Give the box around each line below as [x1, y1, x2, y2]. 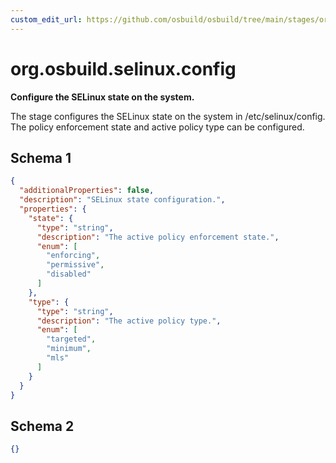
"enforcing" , [46, 251, 101, 261]
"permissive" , [46, 260, 105, 270]
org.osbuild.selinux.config [10, 57, 237, 80]
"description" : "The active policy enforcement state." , [36, 232, 280, 242]
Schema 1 [10, 149, 72, 166]
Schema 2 [10, 417, 75, 435]
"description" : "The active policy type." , [36, 316, 222, 326]
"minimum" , [46, 344, 92, 354]
